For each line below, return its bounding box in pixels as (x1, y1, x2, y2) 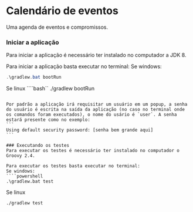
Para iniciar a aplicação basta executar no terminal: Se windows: (6, 63, 162, 70)
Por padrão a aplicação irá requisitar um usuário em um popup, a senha (6, 102, 188, 107)
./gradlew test (6, 200, 43, 206)
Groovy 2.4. (6, 153, 35, 159)
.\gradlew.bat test (6, 179, 54, 184)
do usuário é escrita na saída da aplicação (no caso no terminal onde (6, 107, 185, 113)
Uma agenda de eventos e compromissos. (6, 23, 109, 31)
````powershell (6, 173, 43, 180)
